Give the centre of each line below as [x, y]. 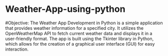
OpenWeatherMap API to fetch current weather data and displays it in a [79, 33]
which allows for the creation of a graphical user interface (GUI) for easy [80, 44]
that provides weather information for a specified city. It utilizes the [74, 28]
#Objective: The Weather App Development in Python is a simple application [84, 23]
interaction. [17, 49]
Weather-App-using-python [65, 9]
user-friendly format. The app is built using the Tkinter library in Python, [79, 39]
